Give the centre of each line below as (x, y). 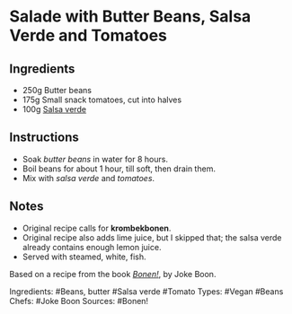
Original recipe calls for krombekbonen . (97, 228)
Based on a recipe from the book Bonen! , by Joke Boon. (113, 274)
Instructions (44, 138)
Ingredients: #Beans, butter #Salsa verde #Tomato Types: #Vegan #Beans (146, 291)
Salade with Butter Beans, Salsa (130, 17)
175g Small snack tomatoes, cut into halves (102, 100)
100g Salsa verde (54, 109)
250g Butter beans (57, 90)
